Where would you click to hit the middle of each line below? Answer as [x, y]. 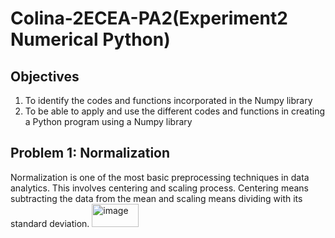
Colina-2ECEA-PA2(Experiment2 [149, 18]
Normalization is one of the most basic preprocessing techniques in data [160, 177]
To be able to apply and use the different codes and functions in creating [175, 111]
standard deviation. [50, 223]
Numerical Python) [90, 39]
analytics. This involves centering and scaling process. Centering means [159, 188]
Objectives [45, 76]
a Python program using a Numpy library [108, 121]
